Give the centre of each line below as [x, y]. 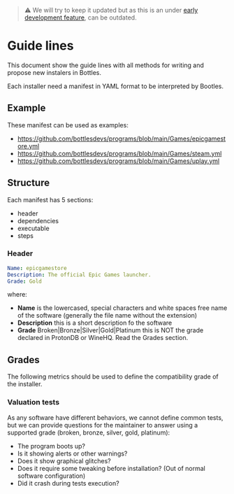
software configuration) [51, 476]
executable [34, 228]
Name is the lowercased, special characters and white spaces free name [122, 308]
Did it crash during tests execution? [68, 483]
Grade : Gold [24, 281]
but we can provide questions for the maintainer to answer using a [103, 425]
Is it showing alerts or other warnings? [72, 453]
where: [17, 295]
